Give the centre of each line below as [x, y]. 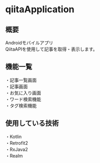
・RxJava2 [17, 149]
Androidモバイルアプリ [29, 43]
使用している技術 [32, 123]
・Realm [14, 156]
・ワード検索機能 [23, 99]
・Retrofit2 [17, 143]
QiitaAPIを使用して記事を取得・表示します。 [52, 49]
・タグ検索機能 [21, 105]
